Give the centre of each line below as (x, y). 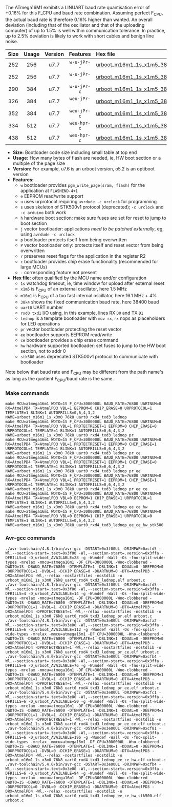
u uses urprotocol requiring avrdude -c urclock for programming (89, 201)
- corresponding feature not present (59, 272)
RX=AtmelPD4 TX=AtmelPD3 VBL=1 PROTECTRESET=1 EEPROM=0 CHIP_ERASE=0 (81, 426)
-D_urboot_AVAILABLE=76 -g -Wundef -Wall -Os (77, 665)
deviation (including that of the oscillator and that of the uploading (75, 25)
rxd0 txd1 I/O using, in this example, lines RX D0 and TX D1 (82, 313)
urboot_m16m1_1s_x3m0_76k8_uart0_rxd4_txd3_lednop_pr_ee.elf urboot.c (82, 688)
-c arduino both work (43, 212)
